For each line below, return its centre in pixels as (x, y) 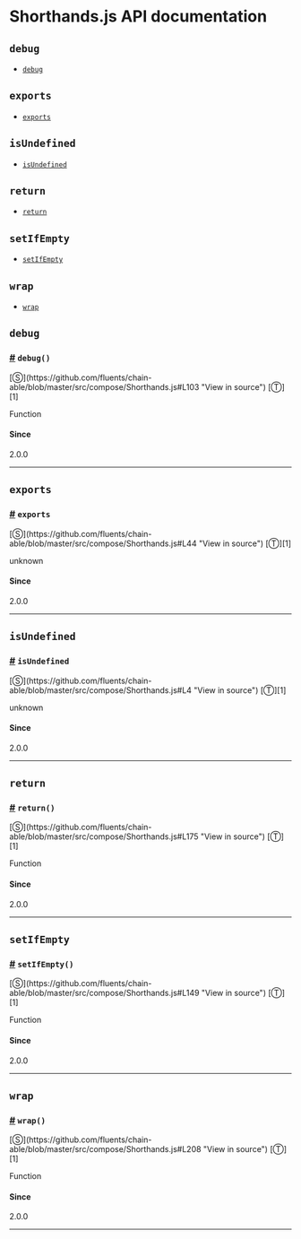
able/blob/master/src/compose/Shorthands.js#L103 (104, 386)
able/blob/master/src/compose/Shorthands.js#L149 (104, 993)
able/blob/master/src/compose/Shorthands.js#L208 (105, 1149)
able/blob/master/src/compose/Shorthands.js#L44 (103, 543)
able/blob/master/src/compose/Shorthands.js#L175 (104, 836)
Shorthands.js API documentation (138, 17)
